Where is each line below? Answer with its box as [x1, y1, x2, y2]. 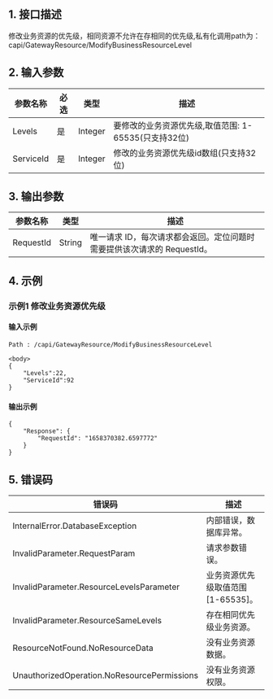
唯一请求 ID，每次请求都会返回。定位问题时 [89, 231, 255, 242]
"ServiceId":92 [23, 376, 75, 384]
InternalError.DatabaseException [12, 520, 137, 531]
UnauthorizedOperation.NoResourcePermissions [12, 670, 199, 681]
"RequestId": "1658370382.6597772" [37, 435, 158, 443]
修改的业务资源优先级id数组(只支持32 [113, 147, 257, 159]
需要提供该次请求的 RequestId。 [89, 243, 213, 255]
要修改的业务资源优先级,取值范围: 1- [113, 120, 253, 131]
